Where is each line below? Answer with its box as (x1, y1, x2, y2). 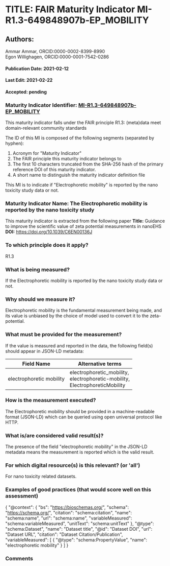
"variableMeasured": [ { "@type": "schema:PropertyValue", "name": (5, 536, 148, 543)
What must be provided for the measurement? (5, 331, 122, 338)
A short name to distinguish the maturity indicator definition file (12, 172, 145, 178)
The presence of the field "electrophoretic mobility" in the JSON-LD (5, 443, 148, 450)
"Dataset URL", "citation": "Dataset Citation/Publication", (5, 531, 123, 537)
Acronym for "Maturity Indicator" (12, 150, 82, 156)
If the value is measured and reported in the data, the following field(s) (5, 342, 153, 348)
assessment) (5, 492, 38, 500)
